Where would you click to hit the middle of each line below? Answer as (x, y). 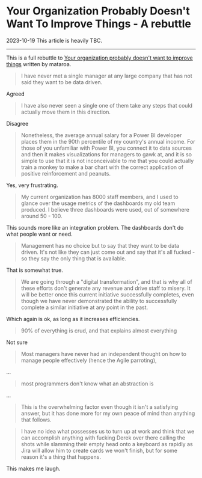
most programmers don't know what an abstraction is (87, 384)
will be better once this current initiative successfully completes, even (107, 294)
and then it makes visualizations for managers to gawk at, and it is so (106, 154)
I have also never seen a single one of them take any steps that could (107, 105)
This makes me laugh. (33, 468)
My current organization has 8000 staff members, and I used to (99, 197)
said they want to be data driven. (62, 82)
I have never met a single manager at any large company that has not (106, 76)
